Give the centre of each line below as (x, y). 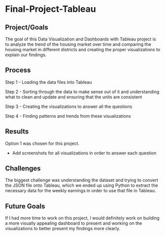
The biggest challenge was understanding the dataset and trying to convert (82, 180)
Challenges (23, 169)
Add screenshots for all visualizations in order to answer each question (84, 153)
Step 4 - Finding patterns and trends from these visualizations (68, 116)
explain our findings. (26, 55)
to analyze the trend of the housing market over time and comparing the (78, 44)
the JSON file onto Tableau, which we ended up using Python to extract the (82, 185)
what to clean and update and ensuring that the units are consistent (74, 97)
